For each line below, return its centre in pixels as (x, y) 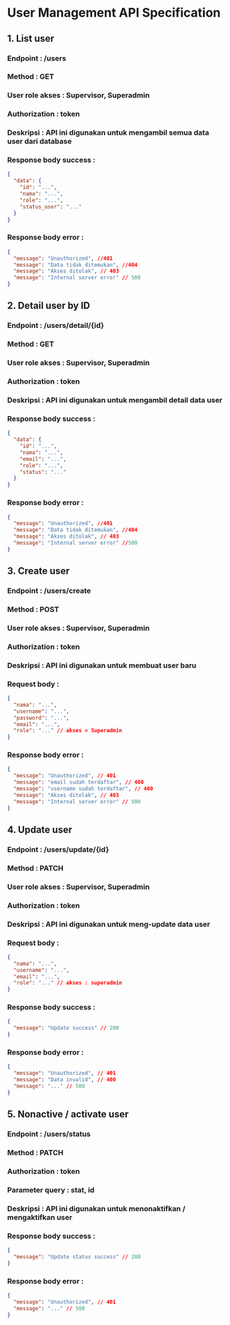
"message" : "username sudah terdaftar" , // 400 (83, 789)
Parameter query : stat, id (51, 1190)
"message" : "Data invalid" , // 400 (65, 1080)
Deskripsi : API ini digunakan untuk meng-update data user (109, 924)
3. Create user (38, 571)
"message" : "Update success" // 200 (66, 1028)
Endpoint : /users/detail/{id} (56, 326)
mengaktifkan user (40, 1217)
